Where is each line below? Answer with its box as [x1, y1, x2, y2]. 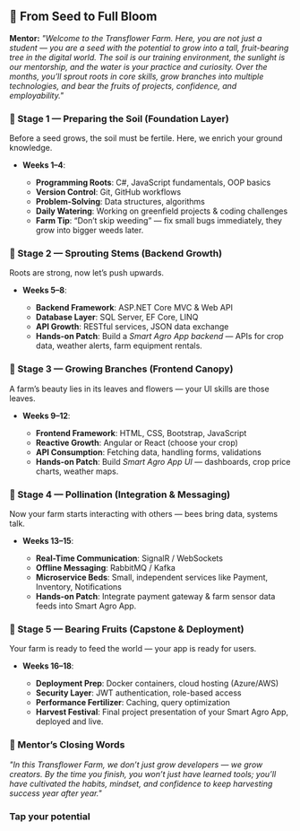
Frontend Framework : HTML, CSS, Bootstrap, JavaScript [35, 427, 247, 438]
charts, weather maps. [35, 466, 119, 477]
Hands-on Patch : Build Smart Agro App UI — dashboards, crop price [35, 456, 291, 467]
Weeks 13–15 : [21, 536, 74, 546]
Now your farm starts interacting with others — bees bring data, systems [9, 509, 279, 519]
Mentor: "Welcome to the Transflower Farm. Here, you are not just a [9, 32, 262, 43]
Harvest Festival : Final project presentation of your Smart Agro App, [35, 706, 289, 718]
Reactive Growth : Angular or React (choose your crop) [35, 437, 239, 448]
